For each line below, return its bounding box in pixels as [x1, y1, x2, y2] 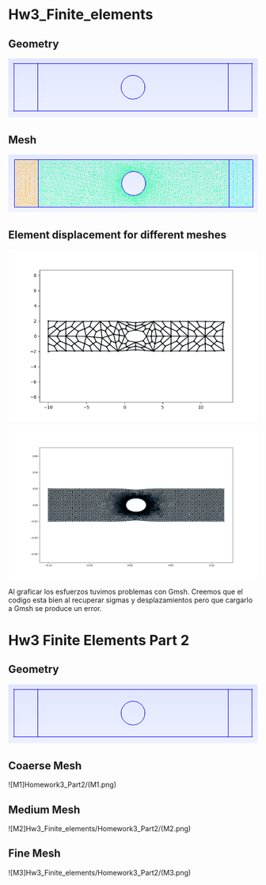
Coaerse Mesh [8, 758, 82, 773]
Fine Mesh [8, 847, 61, 860]
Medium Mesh [8, 803, 81, 816]
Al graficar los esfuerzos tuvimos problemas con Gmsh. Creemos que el [8, 587, 243, 596]
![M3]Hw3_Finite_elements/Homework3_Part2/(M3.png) [8, 868, 192, 877]
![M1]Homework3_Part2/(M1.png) [8, 780, 117, 789]
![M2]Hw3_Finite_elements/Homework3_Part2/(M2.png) [8, 823, 192, 833]
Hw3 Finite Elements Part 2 [8, 632, 190, 650]
